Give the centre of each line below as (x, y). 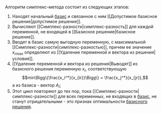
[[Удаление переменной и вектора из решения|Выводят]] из (75, 64)
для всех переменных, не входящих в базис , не (107, 97)
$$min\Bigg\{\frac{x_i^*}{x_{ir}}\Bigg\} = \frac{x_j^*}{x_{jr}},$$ (85, 77)
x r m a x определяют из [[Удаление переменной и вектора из (73, 53)
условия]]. (23, 58)
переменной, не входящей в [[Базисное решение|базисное (74, 32)
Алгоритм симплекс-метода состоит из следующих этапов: (67, 7)
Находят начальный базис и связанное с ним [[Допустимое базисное (85, 16)
